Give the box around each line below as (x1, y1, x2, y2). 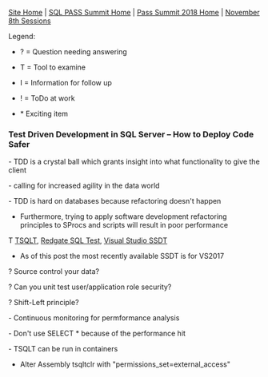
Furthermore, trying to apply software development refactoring (19, 212, 227, 221)
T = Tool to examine (19, 62, 86, 72)
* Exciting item (19, 109, 68, 118)
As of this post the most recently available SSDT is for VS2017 (19, 252, 225, 261)
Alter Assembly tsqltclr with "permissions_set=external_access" (19, 359, 230, 369)
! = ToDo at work (19, 93, 75, 103)
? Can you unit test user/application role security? (8, 282, 172, 292)
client (8, 165, 26, 175)
